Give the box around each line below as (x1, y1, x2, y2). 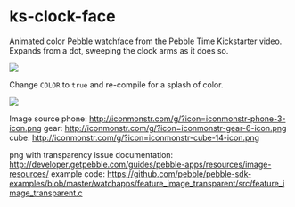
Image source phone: (9, 113, 87, 124)
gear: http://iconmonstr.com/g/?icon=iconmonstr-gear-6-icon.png (43, 122, 287, 133)
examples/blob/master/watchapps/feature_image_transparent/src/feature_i (9, 178, 285, 188)
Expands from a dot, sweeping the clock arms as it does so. (9, 45, 229, 55)
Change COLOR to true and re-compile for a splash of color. (9, 79, 224, 90)
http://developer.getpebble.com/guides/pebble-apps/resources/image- (9, 159, 272, 170)
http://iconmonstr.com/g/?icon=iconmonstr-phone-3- (88, 113, 286, 124)
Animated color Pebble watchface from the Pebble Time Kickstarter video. (9, 36, 283, 46)
